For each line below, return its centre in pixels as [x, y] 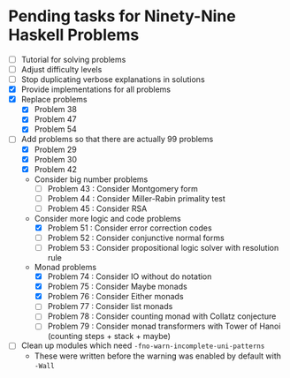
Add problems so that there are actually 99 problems [117, 140]
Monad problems [65, 268]
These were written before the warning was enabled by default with [158, 356]
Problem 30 [55, 159]
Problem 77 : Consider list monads [110, 306]
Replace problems [54, 100]
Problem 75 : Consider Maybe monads [117, 287]
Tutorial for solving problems [73, 59]
